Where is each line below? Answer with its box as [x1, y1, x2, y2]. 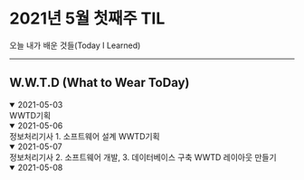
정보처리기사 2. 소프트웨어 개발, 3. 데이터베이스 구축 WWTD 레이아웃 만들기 [9, 151, 278, 163]
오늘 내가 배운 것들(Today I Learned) [9, 40, 141, 51]
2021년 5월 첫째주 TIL [9, 8, 166, 29]
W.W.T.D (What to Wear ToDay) [9, 75, 190, 90]
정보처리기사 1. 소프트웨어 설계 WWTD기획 [9, 130, 160, 141]
